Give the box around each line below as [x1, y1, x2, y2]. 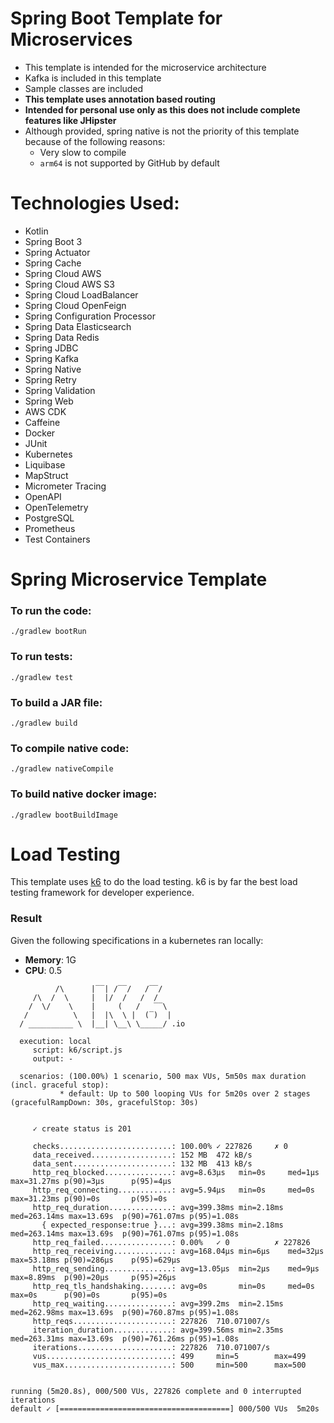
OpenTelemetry [24, 501, 89, 513]
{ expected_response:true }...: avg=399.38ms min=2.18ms [41, 1220, 284, 1230]
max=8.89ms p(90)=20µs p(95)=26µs [10, 1272, 177, 1282]
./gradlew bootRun [10, 627, 87, 637]
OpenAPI [24, 490, 62, 502]
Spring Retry [24, 373, 77, 386]
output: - [32, 1053, 74, 1064]
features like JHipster [24, 114, 117, 126]
